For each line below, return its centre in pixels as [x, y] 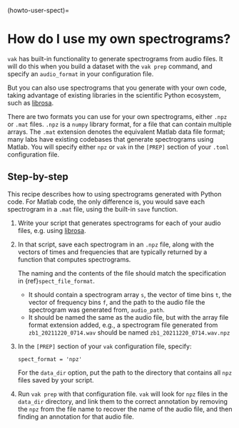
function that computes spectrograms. [74, 259]
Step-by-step [38, 177]
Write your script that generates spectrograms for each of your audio [119, 223]
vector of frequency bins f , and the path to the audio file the [117, 302]
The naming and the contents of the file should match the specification [122, 273]
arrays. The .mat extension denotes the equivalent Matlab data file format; [116, 132]
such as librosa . [31, 103]
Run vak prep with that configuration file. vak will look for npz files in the [123, 394]
